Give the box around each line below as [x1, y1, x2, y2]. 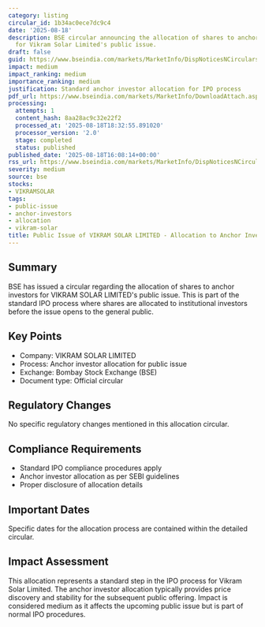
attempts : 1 [15, 107, 55, 115]
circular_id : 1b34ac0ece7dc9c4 [8, 19, 111, 27]
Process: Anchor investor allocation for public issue [19, 359, 188, 368]
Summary [8, 261, 58, 274]
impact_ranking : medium [8, 70, 87, 78]
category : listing [8, 11, 69, 20]
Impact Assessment [8, 555, 109, 569]
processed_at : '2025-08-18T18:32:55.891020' [15, 121, 164, 129]
